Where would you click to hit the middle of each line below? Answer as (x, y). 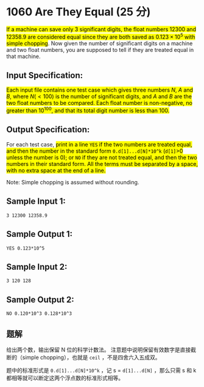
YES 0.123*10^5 (26, 248)
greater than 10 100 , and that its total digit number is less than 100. (88, 110)
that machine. (23, 56)
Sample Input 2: (37, 266)
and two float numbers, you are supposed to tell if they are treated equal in (100, 49)
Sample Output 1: (40, 234)
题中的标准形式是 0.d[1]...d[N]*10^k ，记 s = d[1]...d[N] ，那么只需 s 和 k (101, 370)
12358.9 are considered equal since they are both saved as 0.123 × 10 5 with (101, 36)
